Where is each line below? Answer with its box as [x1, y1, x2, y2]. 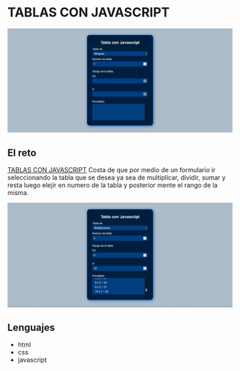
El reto [7, 147, 37, 159]
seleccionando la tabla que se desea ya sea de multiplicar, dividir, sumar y [7, 173, 226, 182]
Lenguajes [7, 321, 55, 333]
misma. [7, 189, 29, 197]
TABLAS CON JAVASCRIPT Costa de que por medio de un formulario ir [7, 166, 216, 174]
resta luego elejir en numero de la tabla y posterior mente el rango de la [7, 181, 218, 189]
